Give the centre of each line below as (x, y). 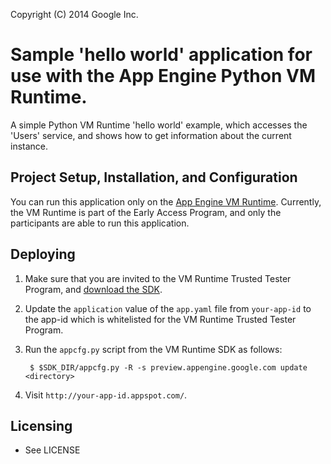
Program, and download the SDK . (93, 289)
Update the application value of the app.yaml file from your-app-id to (168, 308)
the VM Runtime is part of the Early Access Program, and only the (146, 212)
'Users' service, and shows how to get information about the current (151, 135)
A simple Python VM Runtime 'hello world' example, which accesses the (159, 125)
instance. (29, 146)
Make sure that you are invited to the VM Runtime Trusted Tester (158, 278)
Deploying (43, 254)
